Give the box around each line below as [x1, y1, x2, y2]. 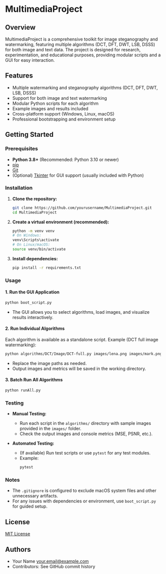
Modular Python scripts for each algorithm [12, 100, 99, 106]
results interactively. [12, 314, 53, 320]
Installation [5, 184, 33, 191]
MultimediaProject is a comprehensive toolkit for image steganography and [5, 36, 158, 42]
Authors [5, 545, 31, 554]
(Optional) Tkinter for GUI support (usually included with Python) [12, 172, 144, 178]
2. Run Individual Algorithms [5, 326, 65, 331]
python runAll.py [5, 388, 41, 393]
